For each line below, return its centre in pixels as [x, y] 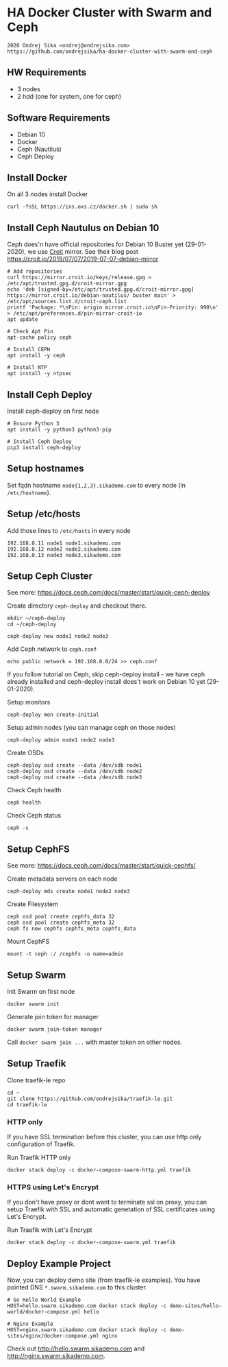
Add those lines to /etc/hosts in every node [69, 530]
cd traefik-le [27, 1105]
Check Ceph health [34, 790]
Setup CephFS [38, 849]
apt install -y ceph [37, 356]
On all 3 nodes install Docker [48, 194]
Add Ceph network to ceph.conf [52, 649]
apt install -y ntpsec [39, 374]
